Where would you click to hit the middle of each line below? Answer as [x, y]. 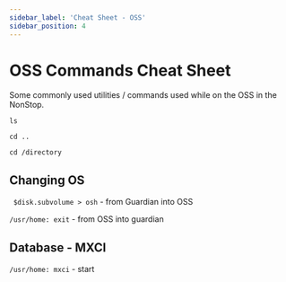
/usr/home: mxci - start [52, 269]
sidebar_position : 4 [48, 26]
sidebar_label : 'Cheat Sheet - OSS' [78, 18]
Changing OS [47, 180]
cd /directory [36, 153]
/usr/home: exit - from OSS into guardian [87, 219]
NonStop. [27, 105]
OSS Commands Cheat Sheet [120, 70]
